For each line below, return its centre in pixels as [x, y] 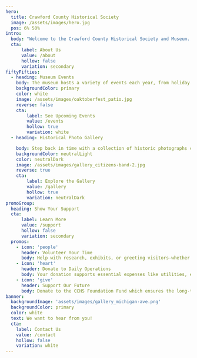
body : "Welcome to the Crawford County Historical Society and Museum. [101, 39]
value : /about [39, 55]
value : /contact [36, 335]
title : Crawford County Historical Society [65, 17]
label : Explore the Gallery [61, 181]
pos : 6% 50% [26, 28]
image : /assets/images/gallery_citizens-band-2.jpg [81, 165]
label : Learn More [44, 220]
